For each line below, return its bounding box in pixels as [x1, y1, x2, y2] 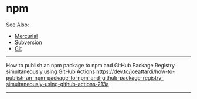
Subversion [14, 39, 42, 46]
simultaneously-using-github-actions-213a [6, 80, 110, 87]
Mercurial [14, 32, 38, 39]
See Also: [6, 21, 29, 28]
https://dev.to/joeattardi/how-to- [96, 68, 175, 75]
